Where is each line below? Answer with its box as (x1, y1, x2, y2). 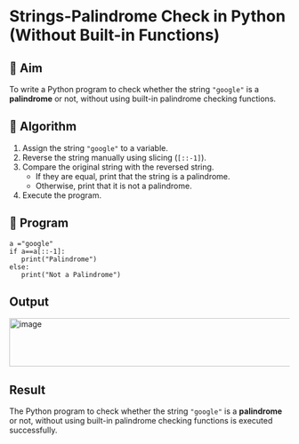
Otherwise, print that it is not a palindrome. (35, 180, 193, 191)
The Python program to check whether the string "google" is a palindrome (9, 406, 283, 416)
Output (9, 295, 49, 310)
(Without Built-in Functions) (9, 25, 221, 45)
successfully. (9, 424, 58, 436)
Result (9, 382, 46, 397)
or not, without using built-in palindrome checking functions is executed (9, 416, 273, 426)
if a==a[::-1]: (9, 247, 66, 256)
